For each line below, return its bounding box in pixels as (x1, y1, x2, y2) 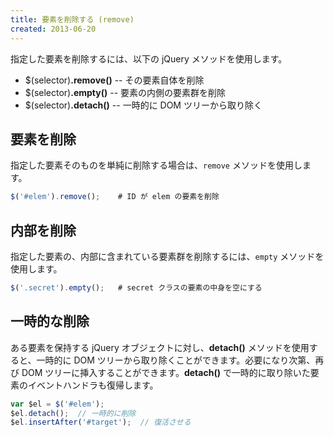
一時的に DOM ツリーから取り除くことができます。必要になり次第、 (36, 354, 316, 366)
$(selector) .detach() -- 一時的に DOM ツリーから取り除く (24, 99, 263, 111)
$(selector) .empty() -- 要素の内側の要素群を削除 (24, 86, 227, 98)
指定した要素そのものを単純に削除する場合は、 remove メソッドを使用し (10, 159, 303, 171)
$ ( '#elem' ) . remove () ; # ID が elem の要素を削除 (10, 192, 220, 202)
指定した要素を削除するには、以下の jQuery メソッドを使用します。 (10, 52, 288, 65)
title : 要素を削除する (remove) (10, 14, 135, 25)
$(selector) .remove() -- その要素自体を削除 (24, 74, 205, 86)
